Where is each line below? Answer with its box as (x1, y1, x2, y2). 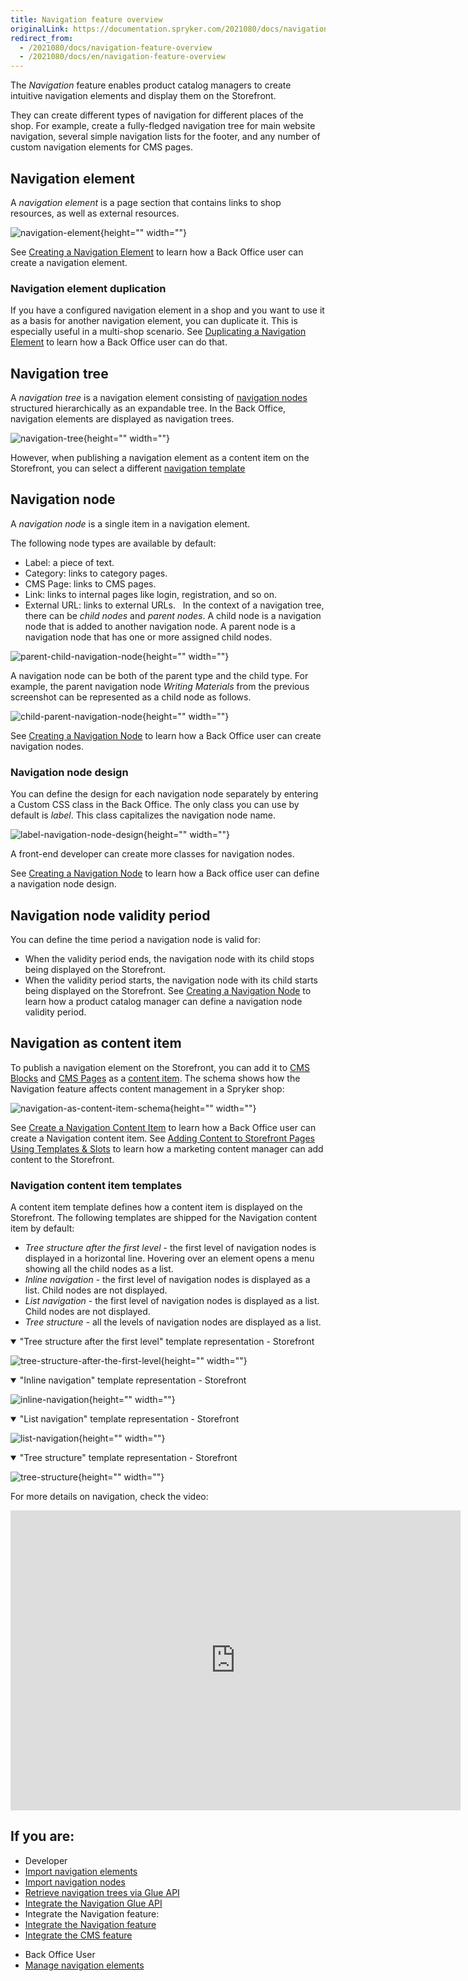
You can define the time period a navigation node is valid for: (10, 933, 262, 945)
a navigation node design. (10, 878, 117, 890)
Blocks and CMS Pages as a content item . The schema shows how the (10, 1072, 301, 1084)
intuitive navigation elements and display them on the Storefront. (10, 90, 277, 102)
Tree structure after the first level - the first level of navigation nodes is (24, 1242, 317, 1254)
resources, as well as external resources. (10, 207, 180, 219)
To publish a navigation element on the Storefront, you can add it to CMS (10, 1061, 310, 1073)
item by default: (10, 1222, 75, 1235)
